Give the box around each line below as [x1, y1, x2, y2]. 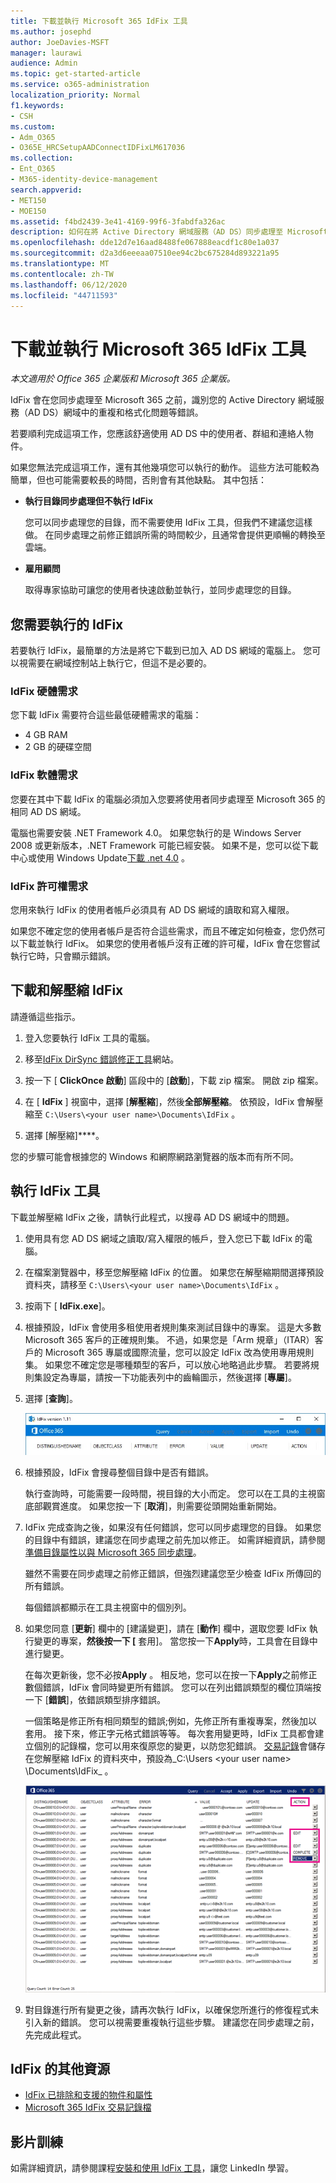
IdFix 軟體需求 [10, 768, 78, 782]
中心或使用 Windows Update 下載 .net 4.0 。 [10, 851, 190, 864]
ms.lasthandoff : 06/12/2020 [10, 280, 128, 290]
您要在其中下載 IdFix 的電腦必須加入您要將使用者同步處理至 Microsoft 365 [10, 793, 315, 805]
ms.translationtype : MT [10, 259, 110, 269]
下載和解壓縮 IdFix [10, 982, 124, 999]
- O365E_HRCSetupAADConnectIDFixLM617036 [10, 143, 186, 153]
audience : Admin [10, 58, 78, 69]
